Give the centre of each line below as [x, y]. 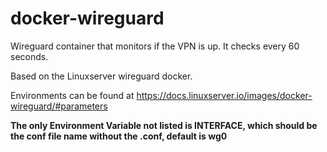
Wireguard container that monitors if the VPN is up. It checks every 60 [155, 46]
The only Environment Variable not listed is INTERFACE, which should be [164, 125]
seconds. [29, 56]
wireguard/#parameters [59, 106]
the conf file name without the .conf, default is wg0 [119, 136]
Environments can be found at [72, 95]
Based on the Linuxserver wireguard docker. [101, 76]
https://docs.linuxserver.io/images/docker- [224, 95]
